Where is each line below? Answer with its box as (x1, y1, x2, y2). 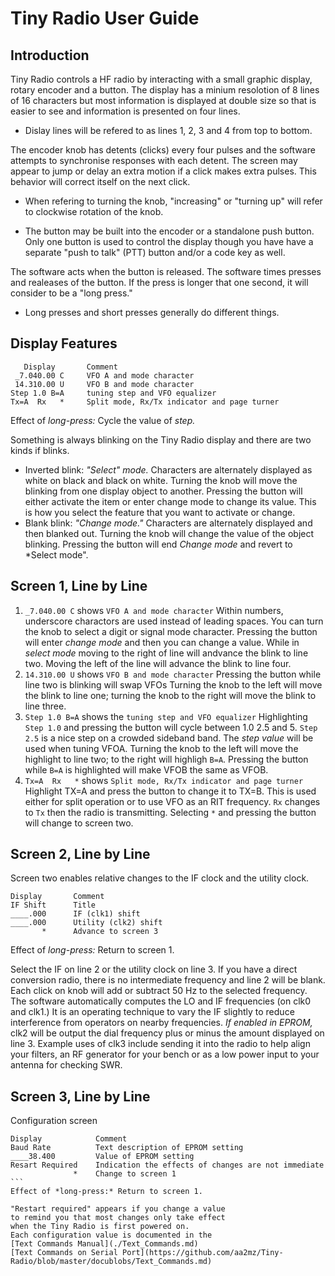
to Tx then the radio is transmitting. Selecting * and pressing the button (24, 806, 317, 818)
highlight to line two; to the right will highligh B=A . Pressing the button (24, 753, 309, 765)
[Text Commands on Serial (10, 1248, 118, 1258)
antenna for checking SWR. (10, 1059, 123, 1071)
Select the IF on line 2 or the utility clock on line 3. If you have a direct (10, 963, 298, 976)
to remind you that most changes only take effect (10, 1213, 226, 1223)
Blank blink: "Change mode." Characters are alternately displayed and (24, 517, 313, 529)
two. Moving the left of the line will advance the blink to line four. (24, 657, 292, 669)
